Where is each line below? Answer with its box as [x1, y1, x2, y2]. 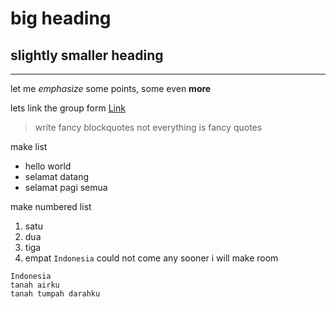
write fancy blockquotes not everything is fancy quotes [34, 122, 263, 133]
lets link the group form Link [10, 102, 126, 114]
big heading [10, 7, 112, 30]
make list [10, 141, 48, 152]
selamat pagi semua [24, 182, 108, 193]
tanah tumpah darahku [10, 289, 101, 299]
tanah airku [10, 280, 60, 290]
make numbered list [10, 201, 92, 212]
